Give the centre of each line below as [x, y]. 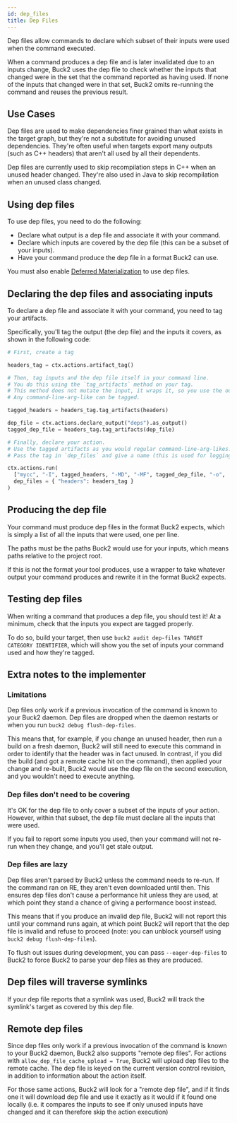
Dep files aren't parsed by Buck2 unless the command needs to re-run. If [114, 880]
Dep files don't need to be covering [69, 794]
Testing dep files [45, 599]
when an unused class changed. [54, 182]
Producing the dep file [57, 510]
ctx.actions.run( [33, 468]
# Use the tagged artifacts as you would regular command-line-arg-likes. [120, 449]
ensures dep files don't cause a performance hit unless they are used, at [113, 895]
